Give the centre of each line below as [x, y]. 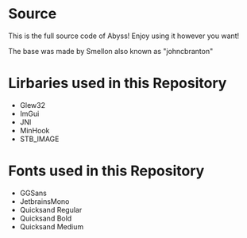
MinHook [35, 130]
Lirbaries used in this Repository [118, 83]
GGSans [33, 193]
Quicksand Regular [51, 209]
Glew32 [33, 105]
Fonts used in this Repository [106, 171]
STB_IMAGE [39, 139]
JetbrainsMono [44, 201]
